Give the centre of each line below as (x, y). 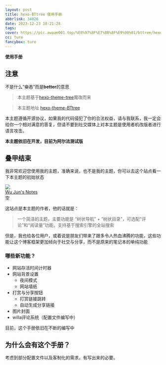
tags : (11, 28)
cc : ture (14, 38)
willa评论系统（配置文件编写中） (45, 317)
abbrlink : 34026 (22, 19)
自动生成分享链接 (37, 305)
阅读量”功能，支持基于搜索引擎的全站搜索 (72, 225)
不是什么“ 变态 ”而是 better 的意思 (37, 87)
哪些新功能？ (21, 256)
